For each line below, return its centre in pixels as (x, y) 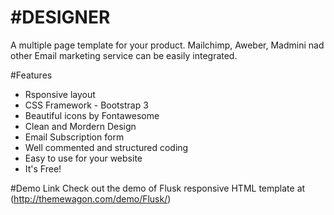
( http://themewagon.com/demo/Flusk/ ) (91, 198)
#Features (31, 75)
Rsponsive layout (60, 94)
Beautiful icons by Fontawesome (92, 115)
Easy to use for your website (83, 158)
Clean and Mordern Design (80, 126)
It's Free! (43, 168)
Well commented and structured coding (106, 147)
